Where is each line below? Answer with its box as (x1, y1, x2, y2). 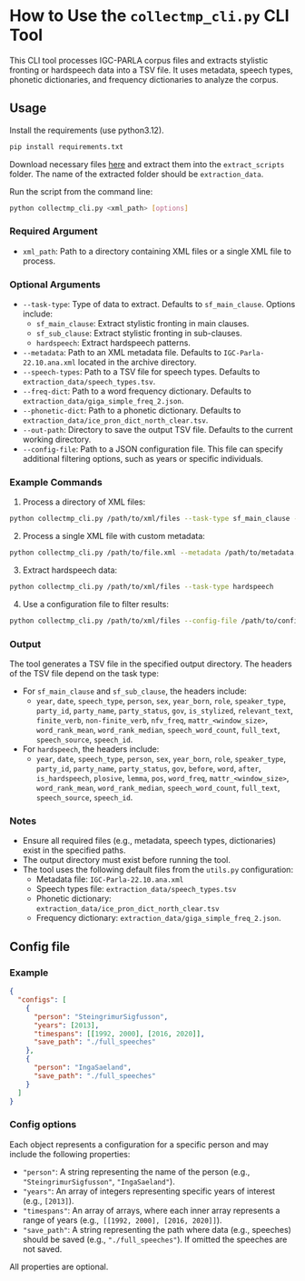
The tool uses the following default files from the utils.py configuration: (22, 865, 293, 876)
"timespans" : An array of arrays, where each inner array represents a (22, 1205, 280, 1216)
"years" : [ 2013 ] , (33, 1020, 100, 1030)
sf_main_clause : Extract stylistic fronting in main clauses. (35, 318, 250, 329)
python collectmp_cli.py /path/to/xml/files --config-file (9, 616, 238, 625)
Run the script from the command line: (9, 185, 153, 196)
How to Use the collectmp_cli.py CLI (9, 5, 290, 26)
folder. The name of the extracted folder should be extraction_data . (9, 168, 264, 179)
